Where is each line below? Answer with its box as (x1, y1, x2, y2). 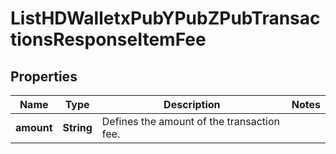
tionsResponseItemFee (10, 28, 207, 51)
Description (163, 98, 221, 111)
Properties (10, 68, 78, 85)
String (62, 121, 93, 134)
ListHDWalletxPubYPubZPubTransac (10, 7, 321, 30)
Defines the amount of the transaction (101, 115, 280, 128)
